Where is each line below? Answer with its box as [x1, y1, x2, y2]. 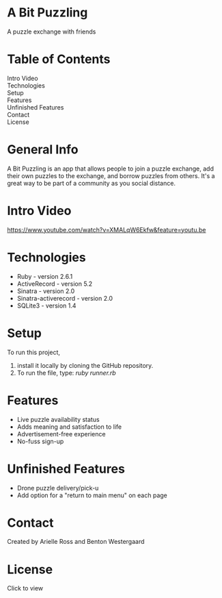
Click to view [7, 584, 44, 593]
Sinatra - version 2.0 [16, 286, 75, 295]
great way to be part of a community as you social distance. [7, 179, 176, 187]
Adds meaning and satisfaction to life [16, 423, 122, 431]
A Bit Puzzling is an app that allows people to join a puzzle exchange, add [7, 164, 214, 173]
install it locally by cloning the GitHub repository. [16, 361, 154, 369]
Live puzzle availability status [16, 415, 100, 423]
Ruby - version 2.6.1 [16, 272, 73, 280]
